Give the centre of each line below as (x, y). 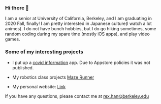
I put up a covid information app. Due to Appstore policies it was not (81, 62)
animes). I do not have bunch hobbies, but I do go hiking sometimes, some (81, 29)
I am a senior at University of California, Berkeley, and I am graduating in (78, 19)
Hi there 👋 (17, 8)
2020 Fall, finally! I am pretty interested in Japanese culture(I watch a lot (79, 23)
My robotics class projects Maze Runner (53, 77)
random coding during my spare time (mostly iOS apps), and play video (78, 34)
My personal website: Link (39, 86)
